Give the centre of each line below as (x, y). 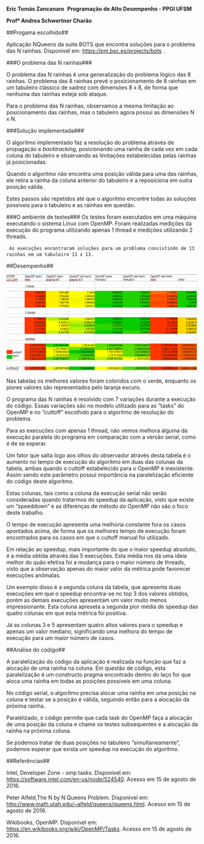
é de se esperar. (27, 444)
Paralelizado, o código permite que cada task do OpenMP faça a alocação (100, 718)
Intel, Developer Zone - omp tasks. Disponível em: (69, 773)
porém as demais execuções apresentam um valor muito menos (87, 600)
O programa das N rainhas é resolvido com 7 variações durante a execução (101, 399)
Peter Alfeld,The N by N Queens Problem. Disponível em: (78, 798)
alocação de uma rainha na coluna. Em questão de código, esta (86, 668)
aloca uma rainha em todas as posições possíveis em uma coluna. (89, 681)
